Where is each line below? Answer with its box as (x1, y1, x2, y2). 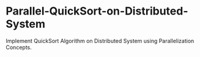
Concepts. (6, 44, 32, 51)
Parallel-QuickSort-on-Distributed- (6, 4, 188, 18)
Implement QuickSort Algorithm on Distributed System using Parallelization (6, 37, 194, 44)
